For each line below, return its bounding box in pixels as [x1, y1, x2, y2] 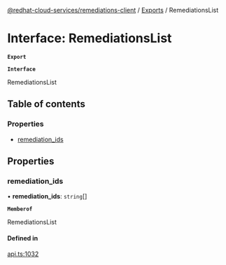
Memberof [7, 206, 33, 213]
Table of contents [7, 98, 85, 110]
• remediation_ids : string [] [7, 192, 87, 201]
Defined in [7, 234, 38, 242]
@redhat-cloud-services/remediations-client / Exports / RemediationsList [7, 6, 219, 14]
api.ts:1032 [7, 250, 39, 258]
